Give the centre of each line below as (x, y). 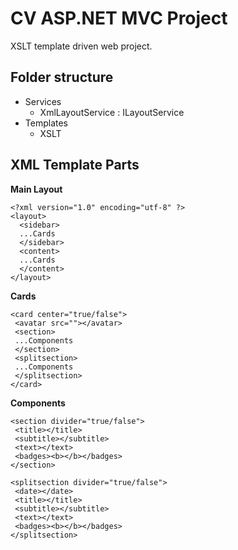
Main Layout (36, 189)
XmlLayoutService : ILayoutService (112, 112)
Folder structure (62, 77)
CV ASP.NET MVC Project (119, 18)
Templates (46, 123)
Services (43, 101)
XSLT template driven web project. (81, 46)
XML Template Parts (75, 165)
